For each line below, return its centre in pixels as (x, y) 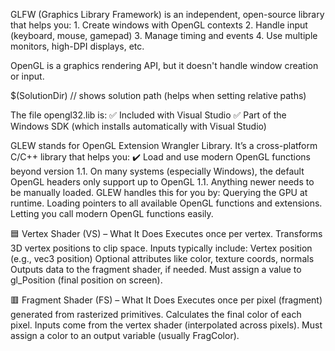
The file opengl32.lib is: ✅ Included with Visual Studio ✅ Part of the (148, 115)
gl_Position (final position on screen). (86, 280)
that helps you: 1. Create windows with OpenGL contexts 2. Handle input (159, 25)
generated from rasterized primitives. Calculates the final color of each (156, 314)
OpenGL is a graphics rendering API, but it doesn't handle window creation (164, 65)
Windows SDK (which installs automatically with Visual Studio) (138, 126)
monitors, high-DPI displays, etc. (77, 46)
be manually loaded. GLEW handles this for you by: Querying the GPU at (159, 192)
